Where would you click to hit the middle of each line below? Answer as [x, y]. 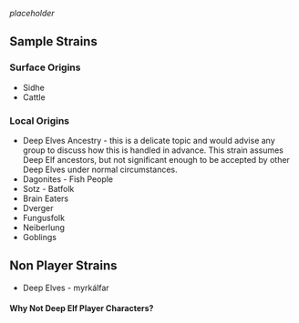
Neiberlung [44, 227]
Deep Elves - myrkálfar [66, 288]
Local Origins [40, 120]
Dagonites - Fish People [68, 179]
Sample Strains [53, 41]
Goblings [40, 237]
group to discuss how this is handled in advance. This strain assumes [153, 150]
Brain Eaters [46, 198]
